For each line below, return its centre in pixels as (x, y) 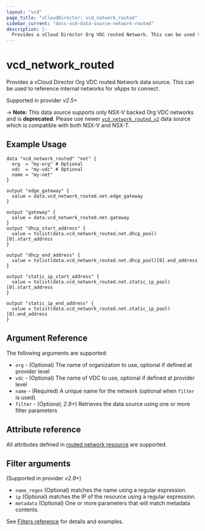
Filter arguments (39, 463)
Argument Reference (47, 338)
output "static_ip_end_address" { (50, 303)
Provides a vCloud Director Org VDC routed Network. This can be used (103, 35)
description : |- (27, 29)
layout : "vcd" (24, 12)
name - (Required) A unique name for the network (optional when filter (105, 391)
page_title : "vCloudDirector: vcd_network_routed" (72, 18)
